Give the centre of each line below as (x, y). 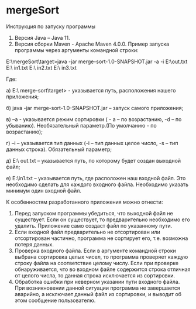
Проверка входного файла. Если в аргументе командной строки (95, 250)
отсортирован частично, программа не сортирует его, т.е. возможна (101, 238)
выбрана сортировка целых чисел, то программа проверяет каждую (101, 257)
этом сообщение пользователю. (55, 300)
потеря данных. (34, 244)
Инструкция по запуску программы (51, 26)
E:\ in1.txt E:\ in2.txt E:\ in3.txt (42, 67)
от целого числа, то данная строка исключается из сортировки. (95, 275)
